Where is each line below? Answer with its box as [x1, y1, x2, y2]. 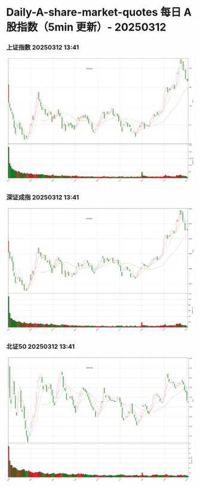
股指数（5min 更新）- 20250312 [6, 20, 167, 34]
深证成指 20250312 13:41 [6, 193, 79, 201]
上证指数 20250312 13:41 [6, 43, 79, 51]
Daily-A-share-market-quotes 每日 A [6, 5, 192, 19]
